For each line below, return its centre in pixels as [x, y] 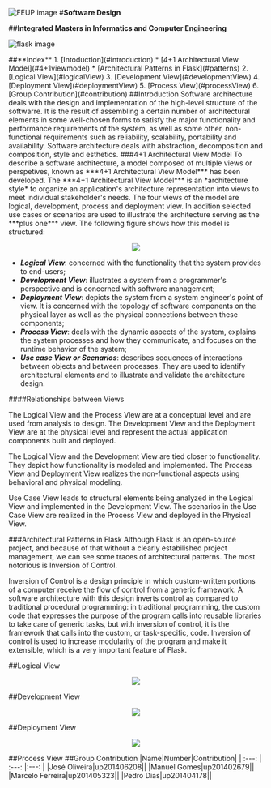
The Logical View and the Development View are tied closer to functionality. [135, 456]
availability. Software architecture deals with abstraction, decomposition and [135, 146]
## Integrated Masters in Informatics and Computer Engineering [118, 28]
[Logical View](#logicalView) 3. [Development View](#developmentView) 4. [134, 77]
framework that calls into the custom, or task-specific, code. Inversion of [129, 633]
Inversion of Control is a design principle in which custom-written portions [132, 581]
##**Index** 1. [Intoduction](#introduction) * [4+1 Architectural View [123, 60]
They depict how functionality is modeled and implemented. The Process [130, 465]
